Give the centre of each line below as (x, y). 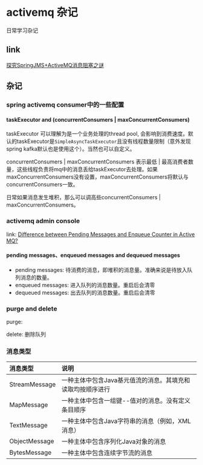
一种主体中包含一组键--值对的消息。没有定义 (126, 401)
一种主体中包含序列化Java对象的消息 (114, 441)
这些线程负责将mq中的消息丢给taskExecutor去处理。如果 (87, 170)
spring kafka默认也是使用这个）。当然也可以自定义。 (71, 149)
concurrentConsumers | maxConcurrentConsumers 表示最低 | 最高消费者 (97, 162)
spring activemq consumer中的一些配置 (65, 105)
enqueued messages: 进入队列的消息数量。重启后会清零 (85, 285)
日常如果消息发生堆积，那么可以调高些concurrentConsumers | (84, 197)
